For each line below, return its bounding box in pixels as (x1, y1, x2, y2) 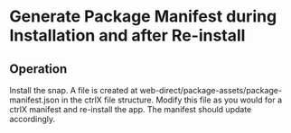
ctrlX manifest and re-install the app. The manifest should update (9, 104, 252, 114)
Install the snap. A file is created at (9, 85, 138, 95)
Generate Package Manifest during (9, 6, 277, 27)
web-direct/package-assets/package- (139, 85, 283, 95)
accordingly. (9, 114, 56, 124)
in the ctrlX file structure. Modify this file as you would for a (61, 94, 283, 105)
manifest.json (9, 94, 61, 105)
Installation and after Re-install (9, 25, 246, 46)
